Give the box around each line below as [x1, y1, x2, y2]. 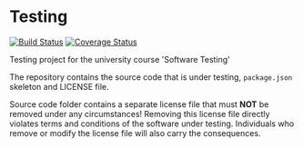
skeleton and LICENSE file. [9, 81, 109, 92]
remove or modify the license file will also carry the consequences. [9, 127, 261, 138]
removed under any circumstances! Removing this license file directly [9, 108, 270, 119]
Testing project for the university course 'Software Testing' [9, 54, 230, 64]
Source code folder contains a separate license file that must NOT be [9, 98, 269, 110]
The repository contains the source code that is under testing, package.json [9, 71, 293, 83]
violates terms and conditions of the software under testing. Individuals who [9, 118, 295, 129]
